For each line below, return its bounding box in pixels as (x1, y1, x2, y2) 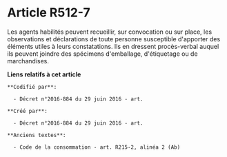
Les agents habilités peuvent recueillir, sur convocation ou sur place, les (7, 28, 213, 36)
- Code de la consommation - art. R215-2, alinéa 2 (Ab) (13, 143, 181, 151)
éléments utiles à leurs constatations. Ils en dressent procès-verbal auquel (7, 42, 219, 50)
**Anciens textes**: (7, 132, 67, 138)
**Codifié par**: (7, 83, 57, 90)
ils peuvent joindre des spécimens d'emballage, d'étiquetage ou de (7, 50, 198, 58)
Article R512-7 (7, 5, 91, 21)
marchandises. (7, 56, 50, 65)
